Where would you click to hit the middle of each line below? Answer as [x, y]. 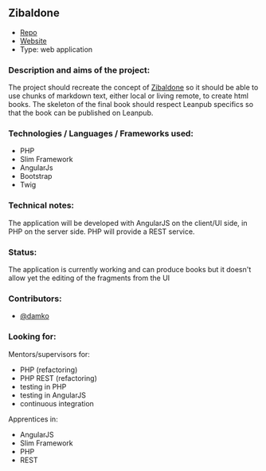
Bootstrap [36, 176]
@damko [34, 316]
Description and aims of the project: [79, 69]
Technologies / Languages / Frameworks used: [101, 133]
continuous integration [57, 403]
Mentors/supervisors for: [49, 354]
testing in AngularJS [53, 395]
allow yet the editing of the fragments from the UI [89, 278]
